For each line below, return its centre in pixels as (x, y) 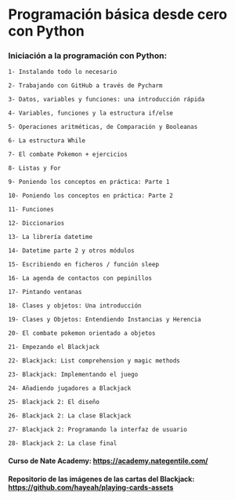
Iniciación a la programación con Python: (87, 56)
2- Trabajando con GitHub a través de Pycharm (85, 86)
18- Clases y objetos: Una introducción (75, 306)
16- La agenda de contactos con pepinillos (80, 278)
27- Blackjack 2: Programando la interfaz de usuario (98, 430)
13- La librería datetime (50, 237)
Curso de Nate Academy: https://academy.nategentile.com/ (108, 461)
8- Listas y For (34, 168)
